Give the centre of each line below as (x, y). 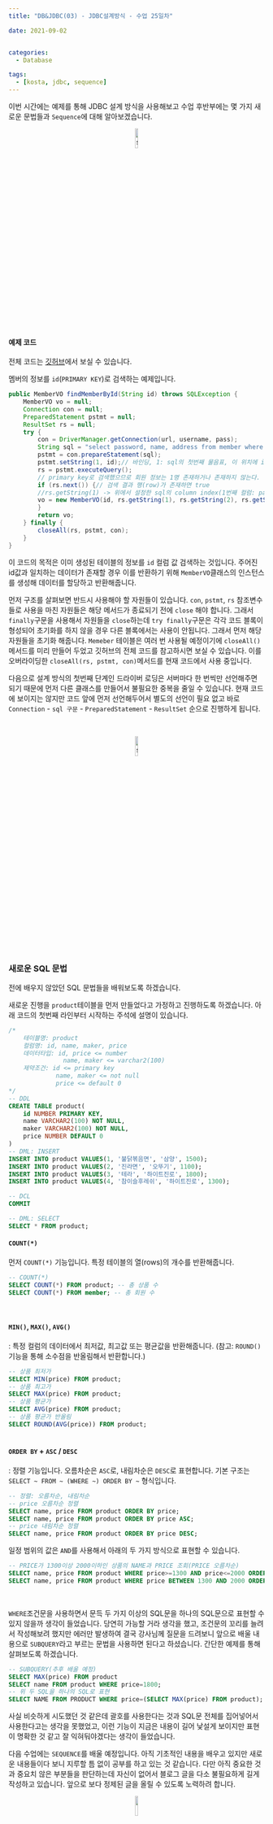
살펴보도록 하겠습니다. (43, 1654)
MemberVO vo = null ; (58, 402)
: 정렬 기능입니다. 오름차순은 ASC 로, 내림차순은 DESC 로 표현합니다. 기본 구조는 (129, 1470)
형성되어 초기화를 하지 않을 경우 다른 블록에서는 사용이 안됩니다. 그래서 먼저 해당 (135, 630)
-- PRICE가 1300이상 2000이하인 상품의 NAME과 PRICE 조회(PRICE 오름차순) (124, 1566)
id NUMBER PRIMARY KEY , (63, 1114)
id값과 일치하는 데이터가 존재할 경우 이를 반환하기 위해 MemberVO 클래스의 (123, 572)
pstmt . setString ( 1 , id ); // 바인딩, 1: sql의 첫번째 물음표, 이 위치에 (147, 463)
